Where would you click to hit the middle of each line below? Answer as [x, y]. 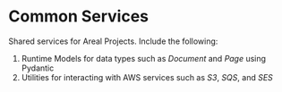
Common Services [79, 17]
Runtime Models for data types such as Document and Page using [143, 58]
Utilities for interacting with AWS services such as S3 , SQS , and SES [147, 77]
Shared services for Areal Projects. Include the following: [113, 41]
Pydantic [38, 68]
